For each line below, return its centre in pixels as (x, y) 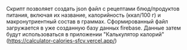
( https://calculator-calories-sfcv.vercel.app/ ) (62, 41)
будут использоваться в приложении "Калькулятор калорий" (85, 34)
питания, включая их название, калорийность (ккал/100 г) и (84, 15)
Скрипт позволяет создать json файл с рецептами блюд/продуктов (93, 9)
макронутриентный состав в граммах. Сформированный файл (87, 21)
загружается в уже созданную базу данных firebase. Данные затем (93, 28)
